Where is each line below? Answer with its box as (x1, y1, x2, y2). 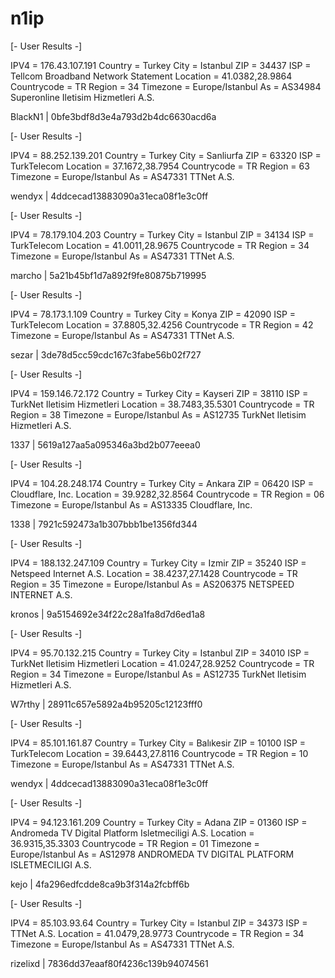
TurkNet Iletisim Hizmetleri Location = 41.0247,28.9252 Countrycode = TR (10, 657, 315, 669)
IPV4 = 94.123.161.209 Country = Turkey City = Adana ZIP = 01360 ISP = (10, 816, 308, 828)
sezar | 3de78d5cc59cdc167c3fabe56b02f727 (10, 348, 202, 361)
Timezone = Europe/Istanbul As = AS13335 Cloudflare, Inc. (10, 498, 253, 511)
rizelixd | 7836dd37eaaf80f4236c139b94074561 (10, 957, 209, 969)
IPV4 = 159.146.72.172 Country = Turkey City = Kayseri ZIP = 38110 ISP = (10, 387, 309, 399)
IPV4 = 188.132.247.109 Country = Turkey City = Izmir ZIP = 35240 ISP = (10, 557, 307, 569)
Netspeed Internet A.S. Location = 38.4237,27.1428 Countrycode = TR (10, 567, 298, 579)
